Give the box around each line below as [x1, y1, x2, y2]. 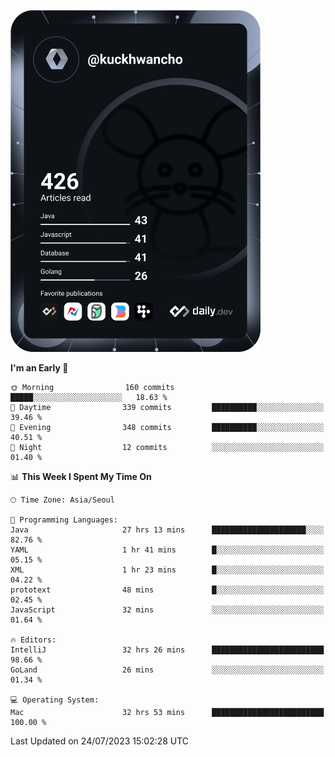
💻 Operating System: [10, 695, 100, 705]
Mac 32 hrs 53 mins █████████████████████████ [10, 707, 325, 717]
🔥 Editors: [10, 635, 57, 645]
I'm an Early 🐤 [10, 361, 69, 374]
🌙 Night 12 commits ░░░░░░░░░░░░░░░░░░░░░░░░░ [10, 442, 325, 452]
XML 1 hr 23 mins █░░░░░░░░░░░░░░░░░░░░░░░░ [10, 565, 325, 575]
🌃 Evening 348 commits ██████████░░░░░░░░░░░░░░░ [10, 422, 325, 432]
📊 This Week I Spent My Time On [10, 470, 152, 482]
